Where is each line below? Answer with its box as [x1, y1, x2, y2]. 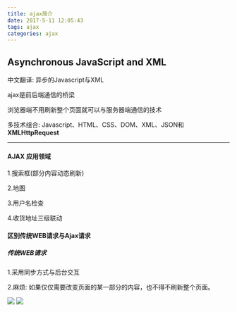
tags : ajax [7, 23, 39, 30]
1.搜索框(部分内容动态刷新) [7, 169, 85, 177]
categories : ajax [7, 30, 59, 37]
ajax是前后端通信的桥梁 [7, 91, 75, 99]
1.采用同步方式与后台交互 [7, 268, 80, 276]
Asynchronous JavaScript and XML [7, 56, 167, 68]
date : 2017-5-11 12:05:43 [7, 17, 83, 24]
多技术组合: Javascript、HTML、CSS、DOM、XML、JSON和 [7, 120, 185, 129]
